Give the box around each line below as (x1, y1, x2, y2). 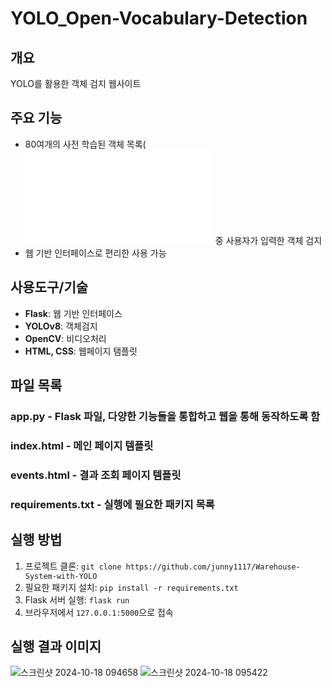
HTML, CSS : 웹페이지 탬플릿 (24, 345, 138, 357)
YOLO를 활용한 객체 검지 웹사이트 (10, 78, 142, 89)
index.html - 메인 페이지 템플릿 (10, 438, 154, 452)
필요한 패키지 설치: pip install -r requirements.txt (24, 581, 239, 593)
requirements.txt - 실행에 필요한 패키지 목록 (10, 497, 215, 511)
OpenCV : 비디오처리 (24, 332, 107, 344)
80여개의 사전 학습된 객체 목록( (24, 138, 147, 150)
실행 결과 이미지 (10, 638, 102, 655)
